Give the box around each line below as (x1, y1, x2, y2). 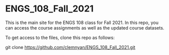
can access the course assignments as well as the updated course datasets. (5, 24, 164, 30)
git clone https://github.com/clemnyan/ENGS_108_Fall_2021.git (5, 44, 136, 50)
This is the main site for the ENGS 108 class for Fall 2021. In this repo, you (5, 19, 158, 25)
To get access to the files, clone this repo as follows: (5, 34, 115, 40)
